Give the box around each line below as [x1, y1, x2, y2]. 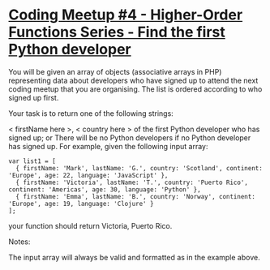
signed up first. [8, 92, 59, 102]
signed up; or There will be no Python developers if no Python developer [8, 132, 251, 143]
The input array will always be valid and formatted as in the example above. [8, 252, 261, 262]
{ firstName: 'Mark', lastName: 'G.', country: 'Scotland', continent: [15, 164, 264, 172]
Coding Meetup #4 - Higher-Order [8, 6, 243, 24]
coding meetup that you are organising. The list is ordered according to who [8, 84, 263, 94]
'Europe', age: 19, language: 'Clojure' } [8, 199, 154, 208]
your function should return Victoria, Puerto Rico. [8, 221, 173, 230]
